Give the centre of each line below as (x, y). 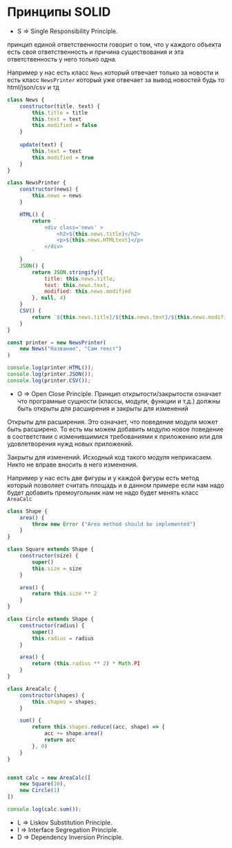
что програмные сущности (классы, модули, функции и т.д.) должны (119, 401)
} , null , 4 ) (49, 298)
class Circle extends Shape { (51, 619)
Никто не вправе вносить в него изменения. (72, 464)
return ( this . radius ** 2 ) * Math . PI (86, 664)
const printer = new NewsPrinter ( (57, 342)
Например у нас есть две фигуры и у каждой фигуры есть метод (103, 477)
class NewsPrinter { (37, 183)
